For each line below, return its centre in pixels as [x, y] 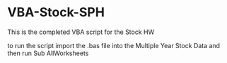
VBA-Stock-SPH [56, 12]
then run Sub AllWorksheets [48, 53]
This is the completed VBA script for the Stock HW [81, 32]
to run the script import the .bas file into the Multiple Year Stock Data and [114, 45]
